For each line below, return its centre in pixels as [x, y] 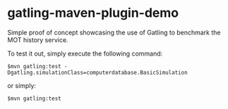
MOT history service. [38, 39]
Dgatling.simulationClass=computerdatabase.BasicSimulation [98, 72]
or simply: [22, 85]
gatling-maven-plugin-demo [93, 13]
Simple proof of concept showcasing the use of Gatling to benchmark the [114, 32]
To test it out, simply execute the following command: [85, 53]
